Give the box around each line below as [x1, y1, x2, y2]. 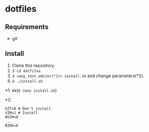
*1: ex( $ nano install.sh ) [5, 87, 57, 93]
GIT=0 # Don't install [5, 106, 51, 111]
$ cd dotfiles [12, 68, 41, 73]
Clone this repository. [12, 62, 55, 68]
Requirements [5, 23, 49, 31]
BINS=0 [5, 123, 18, 128]
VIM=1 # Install [5, 110, 38, 115]
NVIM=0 [5, 115, 18, 119]
